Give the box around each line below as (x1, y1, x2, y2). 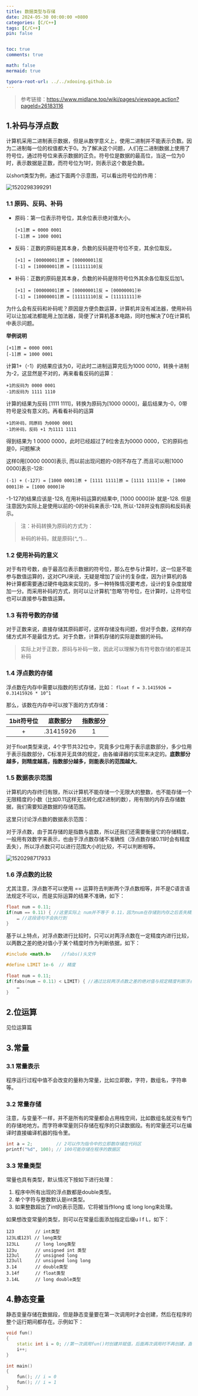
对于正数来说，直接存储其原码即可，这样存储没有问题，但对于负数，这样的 (6, 625, 187, 633)
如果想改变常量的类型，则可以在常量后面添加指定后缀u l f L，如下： (6, 1216, 170, 1223)
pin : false (6, 31, 33, 37)
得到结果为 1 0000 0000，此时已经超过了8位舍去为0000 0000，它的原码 (6, 437, 183, 445)
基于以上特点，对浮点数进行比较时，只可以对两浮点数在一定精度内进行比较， (6, 932, 192, 939)
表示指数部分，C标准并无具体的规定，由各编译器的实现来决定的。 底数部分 (11, 750, 191, 758)
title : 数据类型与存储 (6, 8, 56, 15)
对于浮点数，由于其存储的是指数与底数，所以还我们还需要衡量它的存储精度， (6, 828, 192, 835)
